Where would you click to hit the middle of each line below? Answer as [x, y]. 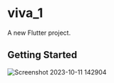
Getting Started [42, 55]
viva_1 [25, 13]
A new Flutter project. [39, 33]
